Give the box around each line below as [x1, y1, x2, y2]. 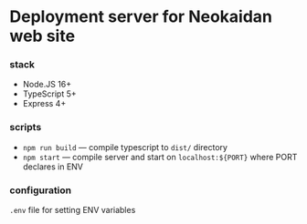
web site [9, 25, 76, 46]
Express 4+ [22, 98, 67, 109]
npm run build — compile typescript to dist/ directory [22, 141, 228, 152]
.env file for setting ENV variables [9, 205, 136, 216]
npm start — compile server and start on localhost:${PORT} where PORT [22, 151, 298, 162]
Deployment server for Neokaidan [9, 6, 272, 27]
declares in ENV [22, 161, 84, 172]
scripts [9, 121, 42, 134]
